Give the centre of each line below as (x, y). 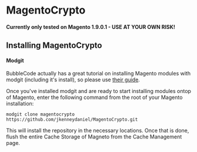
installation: (20, 104)
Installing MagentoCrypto (54, 46)
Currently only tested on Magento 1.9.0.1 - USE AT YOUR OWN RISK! (91, 27)
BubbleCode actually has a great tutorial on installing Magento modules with (98, 74)
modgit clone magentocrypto (41, 115)
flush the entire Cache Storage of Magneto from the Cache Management (94, 137)
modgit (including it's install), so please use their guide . (73, 80)
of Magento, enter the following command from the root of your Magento (94, 97)
